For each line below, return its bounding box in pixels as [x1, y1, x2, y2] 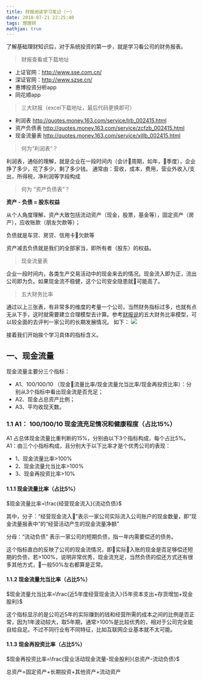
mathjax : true [6, 25, 42, 32]
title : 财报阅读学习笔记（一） [6, 8, 75, 15]
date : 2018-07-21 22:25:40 [6, 14, 74, 21]
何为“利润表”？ [21, 145, 59, 152]
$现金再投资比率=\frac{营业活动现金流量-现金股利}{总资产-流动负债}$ [6, 655, 180, 662]
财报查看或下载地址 [21, 56, 69, 63]
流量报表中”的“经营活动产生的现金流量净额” [11, 520, 120, 527]
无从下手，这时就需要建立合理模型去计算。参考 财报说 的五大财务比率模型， [6, 311, 192, 318]
